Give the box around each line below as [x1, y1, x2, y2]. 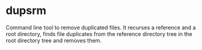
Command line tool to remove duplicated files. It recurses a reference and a [6, 24, 196, 31]
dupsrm [6, 4, 47, 18]
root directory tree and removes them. [6, 37, 102, 44]
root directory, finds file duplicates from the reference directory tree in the [6, 30, 193, 37]
